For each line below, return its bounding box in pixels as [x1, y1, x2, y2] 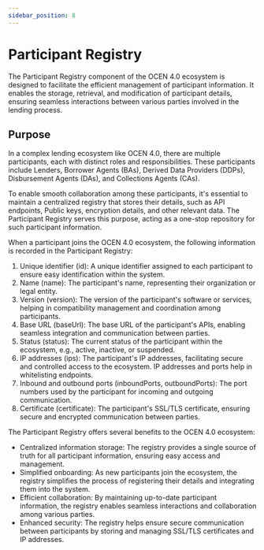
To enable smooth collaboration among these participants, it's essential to [8, 189, 248, 199]
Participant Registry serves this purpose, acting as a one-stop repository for [8, 214, 255, 224]
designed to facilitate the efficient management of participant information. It [8, 80, 255, 89]
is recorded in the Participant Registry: [8, 246, 133, 256]
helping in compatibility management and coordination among [19, 303, 221, 313]
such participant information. [8, 222, 102, 232]
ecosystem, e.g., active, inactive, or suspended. [19, 345, 176, 355]
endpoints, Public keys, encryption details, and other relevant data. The [8, 206, 240, 215]
